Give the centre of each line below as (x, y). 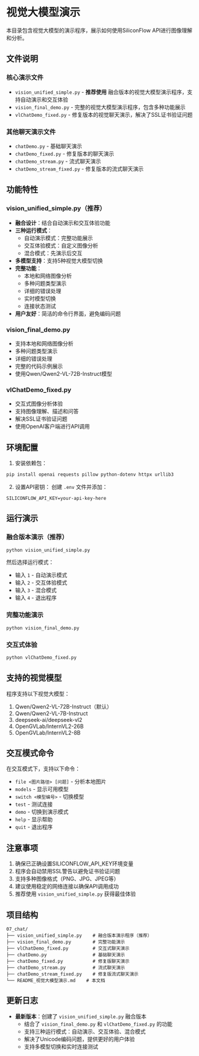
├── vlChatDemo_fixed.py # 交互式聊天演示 (68, 949)
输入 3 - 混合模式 (36, 590)
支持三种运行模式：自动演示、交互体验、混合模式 (85, 1031)
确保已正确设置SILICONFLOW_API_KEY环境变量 (74, 864)
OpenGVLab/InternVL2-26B (49, 726)
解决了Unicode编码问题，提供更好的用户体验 (79, 1039)
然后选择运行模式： (30, 562)
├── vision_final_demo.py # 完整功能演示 (66, 942)
